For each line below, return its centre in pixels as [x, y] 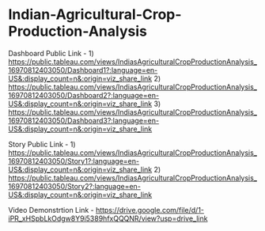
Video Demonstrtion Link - [51, 210]
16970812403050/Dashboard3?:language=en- [84, 120]
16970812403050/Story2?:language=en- [74, 186]
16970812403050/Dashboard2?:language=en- [84, 95]
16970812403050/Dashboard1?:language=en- [83, 70]
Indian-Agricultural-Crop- [95, 15]
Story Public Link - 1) [42, 144]
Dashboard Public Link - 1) [51, 53]
